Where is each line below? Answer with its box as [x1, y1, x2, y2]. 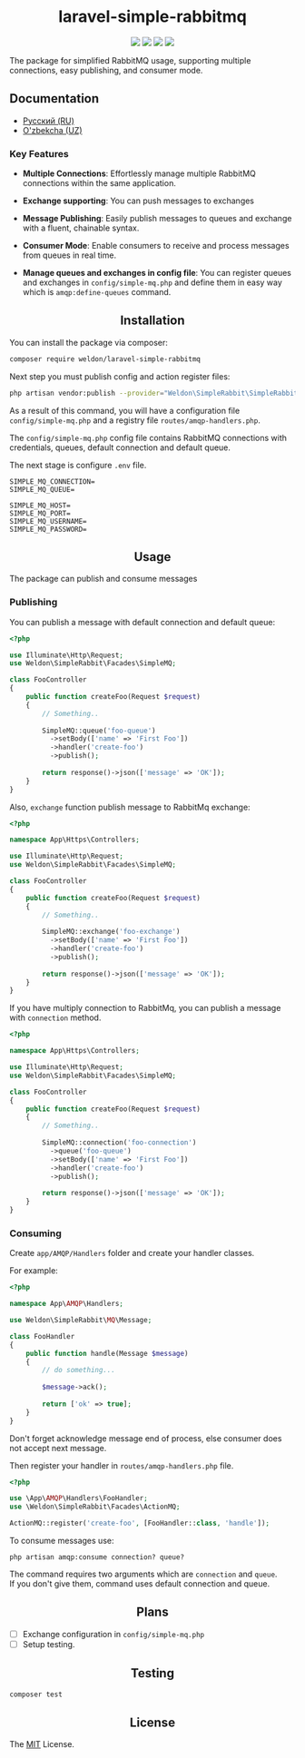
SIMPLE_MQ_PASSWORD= [9, 525, 88, 534]
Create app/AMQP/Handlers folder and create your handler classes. [9, 1248, 255, 1259]
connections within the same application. [22, 178, 177, 189]
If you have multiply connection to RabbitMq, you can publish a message [9, 1003, 281, 1014]
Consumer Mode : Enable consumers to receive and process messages [22, 241, 290, 251]
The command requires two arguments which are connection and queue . [9, 1568, 278, 1580]
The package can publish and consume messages [9, 574, 198, 584]
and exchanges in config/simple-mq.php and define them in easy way [22, 277, 283, 288]
